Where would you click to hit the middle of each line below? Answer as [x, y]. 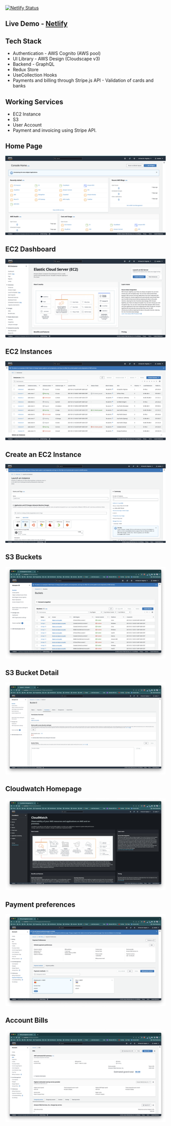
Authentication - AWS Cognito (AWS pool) [56, 53]
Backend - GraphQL [34, 64]
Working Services [34, 102]
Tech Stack [23, 41]
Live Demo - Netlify [36, 24]
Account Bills [27, 1020]
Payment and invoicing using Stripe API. [54, 130]
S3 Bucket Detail [32, 673]
